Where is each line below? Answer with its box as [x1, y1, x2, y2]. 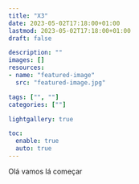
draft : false [8, 34, 52, 43]
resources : [8, 63, 45, 72]
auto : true [15, 145, 52, 153]
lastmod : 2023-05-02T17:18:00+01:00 [8, 27, 131, 35]
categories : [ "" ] [8, 100, 67, 108]
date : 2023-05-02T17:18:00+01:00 [8, 19, 121, 27]
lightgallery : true [8, 115, 74, 123]
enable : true [15, 137, 59, 145]
